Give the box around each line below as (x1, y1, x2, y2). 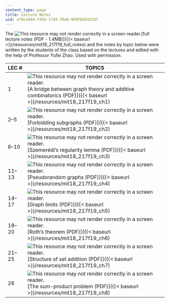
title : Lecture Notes (5, 12, 51, 17)
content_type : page (5, 7, 47, 13)
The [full (5, 31, 150, 37)
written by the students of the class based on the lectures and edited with (5, 47, 159, 53)
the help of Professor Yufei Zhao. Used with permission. (5, 52, 122, 58)
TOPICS (85, 64, 105, 72)
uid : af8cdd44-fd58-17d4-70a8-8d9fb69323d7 (5, 17, 99, 22)
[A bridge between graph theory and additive (27, 86, 135, 93)
